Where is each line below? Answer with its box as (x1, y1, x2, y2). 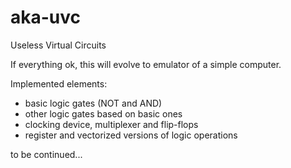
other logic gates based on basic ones (24, 107, 183, 120)
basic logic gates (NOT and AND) (24, 97, 163, 109)
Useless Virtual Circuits (10, 39, 107, 51)
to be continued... (10, 148, 83, 160)
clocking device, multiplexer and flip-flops (24, 118, 199, 130)
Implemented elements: (10, 77, 108, 90)
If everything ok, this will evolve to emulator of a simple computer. (10, 58, 282, 70)
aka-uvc (10, 6, 82, 29)
